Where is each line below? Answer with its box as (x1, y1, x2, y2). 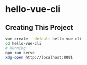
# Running (5, 46, 26, 51)
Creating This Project (5, 23, 73, 32)
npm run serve (5, 50, 35, 55)
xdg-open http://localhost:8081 (5, 55, 73, 60)
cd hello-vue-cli (5, 41, 42, 46)
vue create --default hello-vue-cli (5, 36, 82, 41)
